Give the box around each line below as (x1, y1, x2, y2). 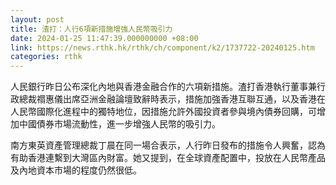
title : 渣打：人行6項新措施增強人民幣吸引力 (10, 24, 173, 34)
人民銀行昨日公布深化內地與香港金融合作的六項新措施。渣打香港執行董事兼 (10, 81, 317, 93)
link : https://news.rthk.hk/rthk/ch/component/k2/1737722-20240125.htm (10, 42, 315, 53)
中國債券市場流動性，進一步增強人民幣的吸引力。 (18, 118, 221, 130)
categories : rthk (10, 52, 83, 62)
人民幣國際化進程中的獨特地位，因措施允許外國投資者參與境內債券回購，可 (10, 106, 317, 118)
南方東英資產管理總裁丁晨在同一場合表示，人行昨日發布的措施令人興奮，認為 (10, 139, 326, 151)
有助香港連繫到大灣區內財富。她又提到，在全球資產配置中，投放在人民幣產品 (10, 152, 326, 164)
